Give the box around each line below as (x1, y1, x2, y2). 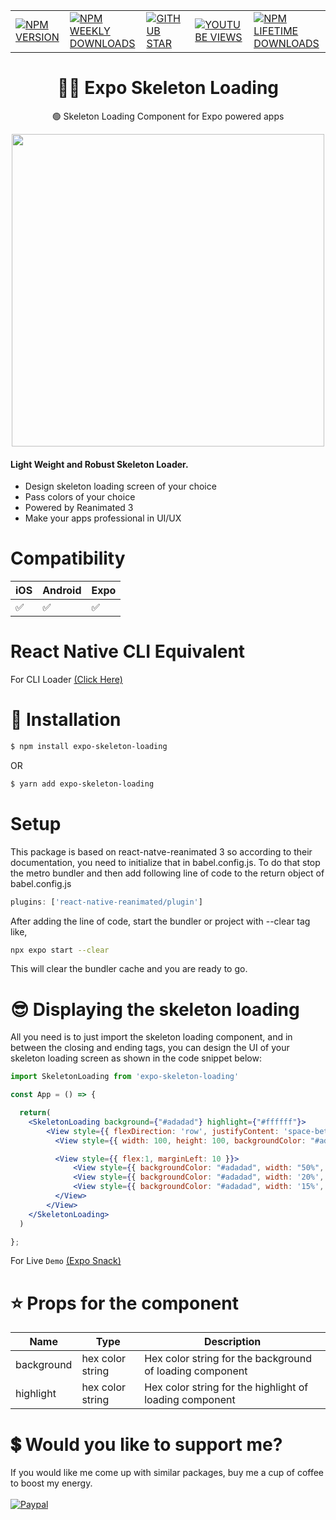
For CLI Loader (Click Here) (10, 674, 123, 686)
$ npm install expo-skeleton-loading (10, 741, 168, 751)
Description (203, 1335, 262, 1349)
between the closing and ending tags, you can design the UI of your (10, 1042, 290, 1054)
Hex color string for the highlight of (144, 1380, 309, 1394)
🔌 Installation (10, 709, 122, 731)
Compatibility (10, 547, 126, 570)
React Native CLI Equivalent (10, 640, 246, 663)
